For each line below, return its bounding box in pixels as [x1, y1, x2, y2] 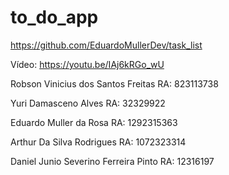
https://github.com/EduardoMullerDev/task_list [10, 39, 203, 51]
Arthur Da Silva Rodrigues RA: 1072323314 [10, 136, 187, 148]
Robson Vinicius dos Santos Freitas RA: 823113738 [10, 77, 219, 90]
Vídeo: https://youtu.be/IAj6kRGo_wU [10, 58, 165, 70]
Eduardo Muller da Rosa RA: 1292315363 [10, 116, 178, 128]
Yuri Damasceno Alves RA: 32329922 [10, 97, 166, 109]
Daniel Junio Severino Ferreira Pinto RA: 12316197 [10, 155, 215, 167]
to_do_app [10, 6, 99, 29]
